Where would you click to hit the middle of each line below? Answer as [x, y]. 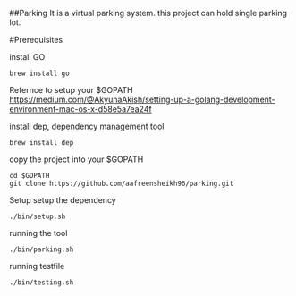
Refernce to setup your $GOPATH [71, 90]
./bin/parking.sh [42, 249]
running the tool [38, 233]
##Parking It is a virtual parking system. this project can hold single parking [148, 13]
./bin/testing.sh [42, 283]
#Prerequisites [36, 40]
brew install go [39, 73]
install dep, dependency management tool [87, 126]
